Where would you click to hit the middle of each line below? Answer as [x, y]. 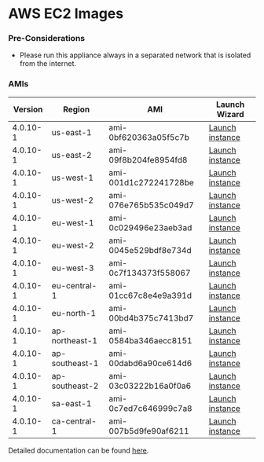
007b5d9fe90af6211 [149, 431]
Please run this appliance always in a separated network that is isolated [135, 55]
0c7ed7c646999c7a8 [150, 408]
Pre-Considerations [46, 38]
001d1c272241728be [151, 182]
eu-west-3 [73, 268]
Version [28, 109]
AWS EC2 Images [66, 14]
